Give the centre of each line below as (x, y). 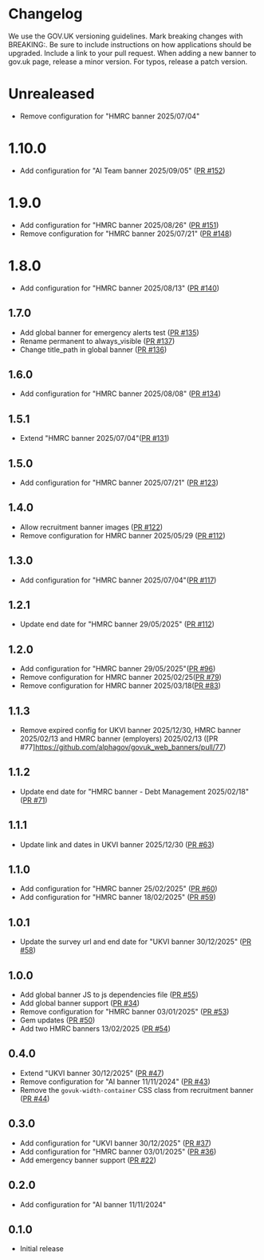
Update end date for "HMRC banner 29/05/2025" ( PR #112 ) (117, 624)
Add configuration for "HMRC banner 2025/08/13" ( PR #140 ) (120, 288)
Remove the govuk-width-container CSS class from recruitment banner (136, 1090)
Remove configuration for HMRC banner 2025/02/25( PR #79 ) (120, 678)
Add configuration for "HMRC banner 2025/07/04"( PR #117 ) (118, 580)
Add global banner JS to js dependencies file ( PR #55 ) (109, 995)
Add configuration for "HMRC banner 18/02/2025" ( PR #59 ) (118, 898)
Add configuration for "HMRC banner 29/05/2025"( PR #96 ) (118, 669)
